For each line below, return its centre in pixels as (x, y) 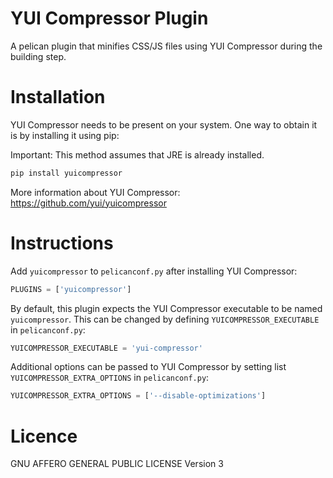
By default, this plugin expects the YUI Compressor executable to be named (166, 308)
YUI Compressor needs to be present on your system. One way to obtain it (164, 124)
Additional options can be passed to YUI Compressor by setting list (148, 367)
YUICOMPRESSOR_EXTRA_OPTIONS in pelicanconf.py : (110, 378)
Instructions (62, 243)
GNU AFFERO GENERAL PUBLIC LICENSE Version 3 (117, 464)
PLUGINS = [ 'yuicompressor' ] (71, 289)
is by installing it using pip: (65, 135)
